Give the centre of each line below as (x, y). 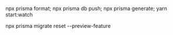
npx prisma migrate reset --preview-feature (58, 26)
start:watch (19, 15)
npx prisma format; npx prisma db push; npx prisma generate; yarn (86, 8)
